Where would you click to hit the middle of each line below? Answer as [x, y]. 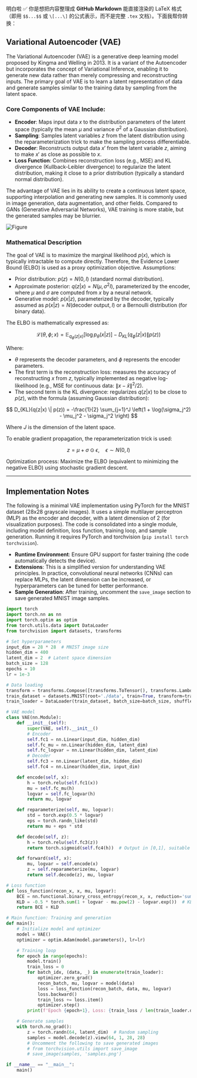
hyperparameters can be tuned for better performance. [81, 586]
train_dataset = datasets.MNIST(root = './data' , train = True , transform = [95, 696]
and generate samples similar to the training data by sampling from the [91, 88]
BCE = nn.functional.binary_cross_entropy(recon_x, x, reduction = [99, 896]
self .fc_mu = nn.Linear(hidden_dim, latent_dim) [88, 745]
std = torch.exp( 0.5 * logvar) [65, 816]
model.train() [44, 961]
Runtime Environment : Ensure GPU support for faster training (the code [102, 554]
